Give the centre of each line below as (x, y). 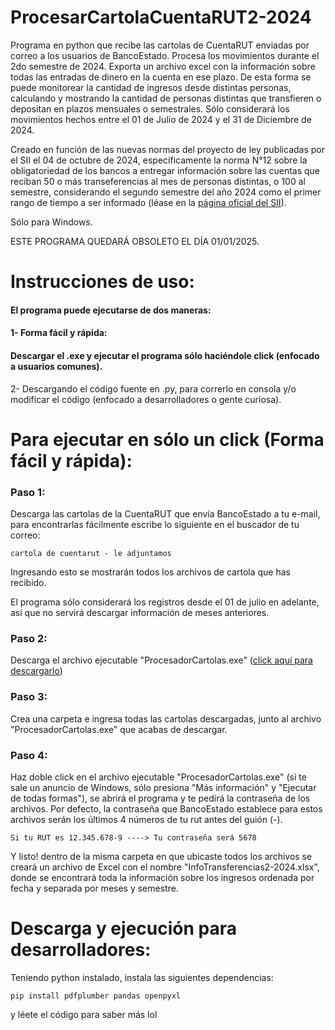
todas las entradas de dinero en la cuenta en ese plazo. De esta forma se (161, 77)
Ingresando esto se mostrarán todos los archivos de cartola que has (150, 572)
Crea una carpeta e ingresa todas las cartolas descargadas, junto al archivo (166, 718)
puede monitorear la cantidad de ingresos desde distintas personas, (151, 87)
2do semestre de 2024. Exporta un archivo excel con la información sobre (163, 66)
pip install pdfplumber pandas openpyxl (96, 996)
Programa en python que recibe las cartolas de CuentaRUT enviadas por (160, 45)
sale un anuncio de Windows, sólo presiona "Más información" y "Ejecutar (163, 787)
